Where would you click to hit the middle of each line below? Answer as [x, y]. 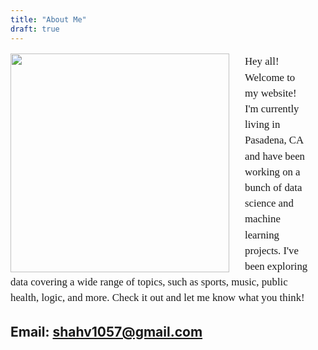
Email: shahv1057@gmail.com [106, 331]
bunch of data [273, 187]
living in [262, 124]
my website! [270, 93]
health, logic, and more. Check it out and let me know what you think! [157, 298]
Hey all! [262, 61]
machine [262, 219]
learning [262, 234]
